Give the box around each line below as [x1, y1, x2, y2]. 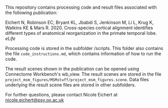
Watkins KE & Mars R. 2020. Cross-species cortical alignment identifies [5, 25, 153, 31]
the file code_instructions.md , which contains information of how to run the [5, 50, 161, 57]
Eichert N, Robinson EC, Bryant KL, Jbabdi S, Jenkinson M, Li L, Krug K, [5, 20, 154, 25]
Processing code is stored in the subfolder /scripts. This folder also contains [5, 45, 163, 51]
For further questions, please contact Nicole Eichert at [5, 92, 118, 97]
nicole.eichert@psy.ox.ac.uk [5, 97, 64, 103]
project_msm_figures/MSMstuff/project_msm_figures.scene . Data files [5, 77, 149, 82]
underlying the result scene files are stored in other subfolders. [5, 82, 136, 88]
